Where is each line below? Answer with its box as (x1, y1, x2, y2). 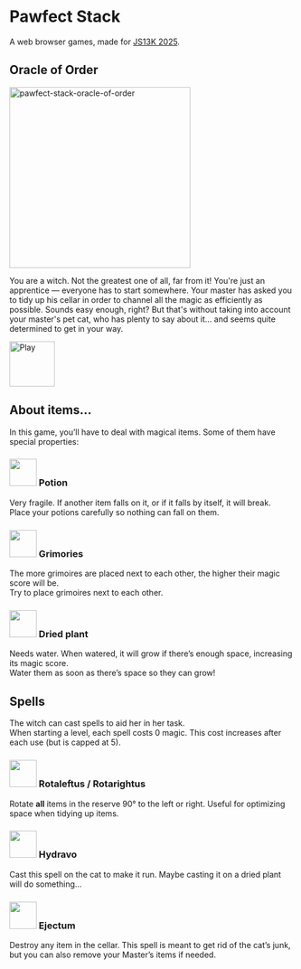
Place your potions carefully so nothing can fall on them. (9, 506, 220, 517)
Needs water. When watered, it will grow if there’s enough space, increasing (9, 648, 293, 659)
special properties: (9, 436, 80, 447)
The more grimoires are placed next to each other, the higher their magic (9, 568, 280, 579)
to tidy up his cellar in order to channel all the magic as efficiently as (9, 294, 263, 305)
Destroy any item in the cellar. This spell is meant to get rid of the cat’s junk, (9, 940, 291, 951)
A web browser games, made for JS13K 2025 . (9, 36, 181, 47)
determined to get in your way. (9, 323, 124, 334)
